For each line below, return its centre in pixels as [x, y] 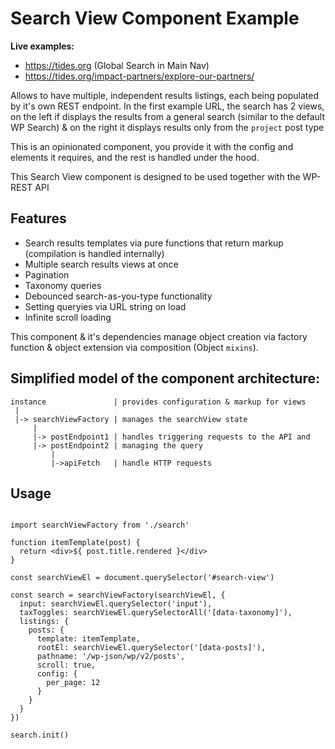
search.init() [40, 735]
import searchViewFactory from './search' [100, 525]
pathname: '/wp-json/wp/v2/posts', [111, 657]
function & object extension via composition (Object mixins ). [134, 347]
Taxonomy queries [63, 285]
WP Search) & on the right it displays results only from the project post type [167, 127]
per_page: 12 [73, 683]
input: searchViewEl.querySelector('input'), [116, 604]
